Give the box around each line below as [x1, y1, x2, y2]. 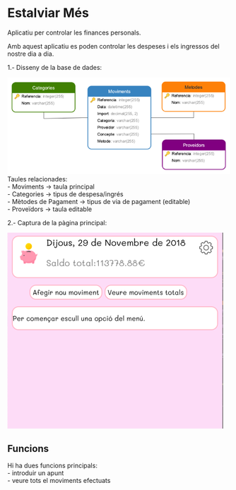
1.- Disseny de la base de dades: [7, 63, 102, 71]
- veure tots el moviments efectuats [7, 477, 111, 485]
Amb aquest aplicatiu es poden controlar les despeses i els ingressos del [7, 42, 220, 50]
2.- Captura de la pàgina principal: [7, 219, 107, 227]
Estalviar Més [7, 5, 90, 21]
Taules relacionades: [7, 175, 68, 184]
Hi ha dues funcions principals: [7, 461, 98, 470]
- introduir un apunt [7, 469, 64, 477]
